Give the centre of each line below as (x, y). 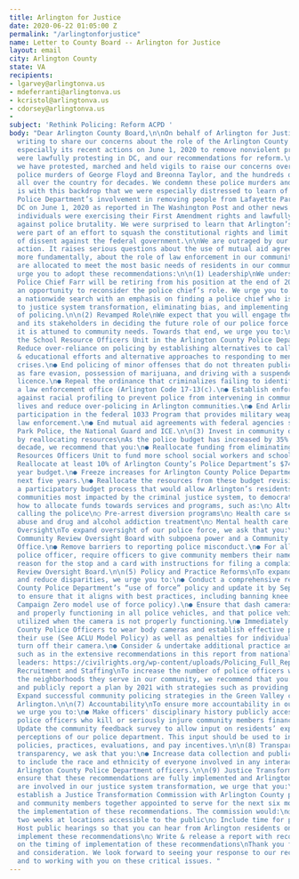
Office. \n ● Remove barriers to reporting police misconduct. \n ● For (147, 547)
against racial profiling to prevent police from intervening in (141, 398)
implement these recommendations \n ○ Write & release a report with (145, 836)
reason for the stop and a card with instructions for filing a (139, 563)
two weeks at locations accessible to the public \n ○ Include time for (151, 819)
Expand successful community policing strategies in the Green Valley (151, 696)
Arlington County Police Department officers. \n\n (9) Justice (135, 770)
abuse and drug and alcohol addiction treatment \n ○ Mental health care (153, 522)
